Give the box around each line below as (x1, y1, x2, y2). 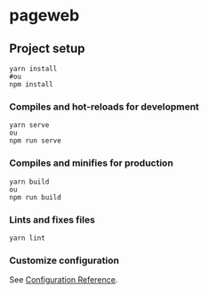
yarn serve (9, 121, 50, 130)
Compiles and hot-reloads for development (9, 100, 200, 112)
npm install (9, 80, 53, 89)
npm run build (9, 192, 62, 201)
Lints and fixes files (9, 213, 96, 225)
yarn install (9, 64, 58, 73)
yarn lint (9, 233, 46, 242)
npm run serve (9, 136, 62, 145)
